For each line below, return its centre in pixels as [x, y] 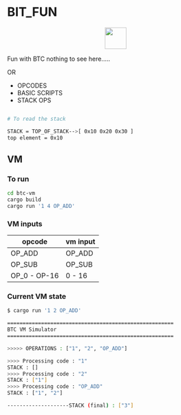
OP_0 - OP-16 [35, 276]
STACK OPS [34, 100]
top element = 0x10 [35, 138]
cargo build [24, 200]
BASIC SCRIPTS [40, 93]
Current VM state [37, 296]
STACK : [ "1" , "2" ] [35, 393]
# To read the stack [37, 119]
